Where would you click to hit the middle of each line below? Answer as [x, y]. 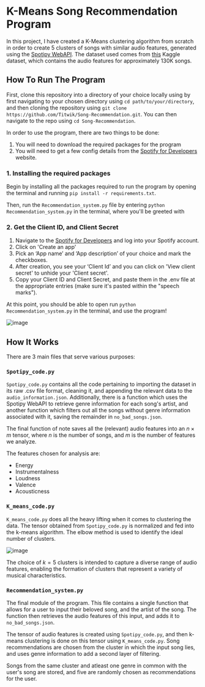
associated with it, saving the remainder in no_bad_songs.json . [84, 417]
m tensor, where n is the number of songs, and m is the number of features [101, 435]
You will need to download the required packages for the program [98, 144]
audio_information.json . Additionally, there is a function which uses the [97, 397]
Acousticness [32, 491]
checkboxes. [31, 260]
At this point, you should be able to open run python [71, 305]
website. [26, 157]
